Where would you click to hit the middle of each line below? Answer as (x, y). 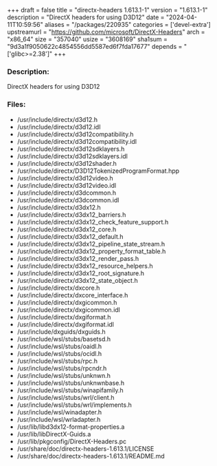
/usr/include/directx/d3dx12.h (59, 207)
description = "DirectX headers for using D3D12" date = (86, 17)
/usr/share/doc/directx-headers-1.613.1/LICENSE (85, 448)
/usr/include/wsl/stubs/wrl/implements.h (75, 405)
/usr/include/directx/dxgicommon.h (67, 302)
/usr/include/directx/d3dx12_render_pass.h (78, 258)
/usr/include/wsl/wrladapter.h (59, 419)
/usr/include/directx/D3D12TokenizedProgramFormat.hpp (98, 171)
